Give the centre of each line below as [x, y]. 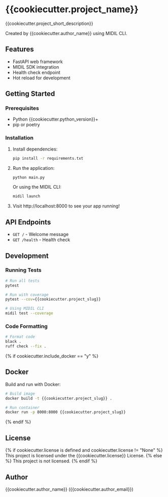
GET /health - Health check [41, 240]
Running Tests [23, 270]
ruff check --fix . [26, 346]
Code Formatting [27, 327]
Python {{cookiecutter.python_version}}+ [55, 119]
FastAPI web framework [38, 62]
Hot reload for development [41, 78]
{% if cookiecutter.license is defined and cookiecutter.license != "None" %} [84, 450]
